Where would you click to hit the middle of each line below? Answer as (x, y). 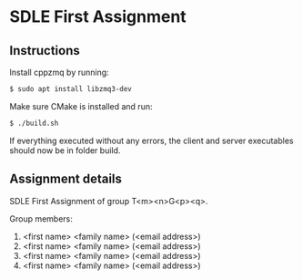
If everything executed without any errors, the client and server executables (151, 140)
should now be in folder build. (65, 150)
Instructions (45, 51)
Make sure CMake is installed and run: (81, 106)
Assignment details (66, 179)
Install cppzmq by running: (59, 72)
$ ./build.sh (34, 123)
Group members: (41, 218)
